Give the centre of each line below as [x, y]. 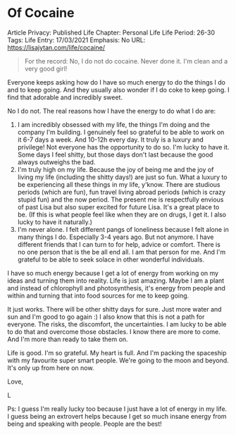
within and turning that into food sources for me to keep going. [98, 295]
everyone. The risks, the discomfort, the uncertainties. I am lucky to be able [117, 324]
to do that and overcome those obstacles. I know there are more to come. [114, 331]
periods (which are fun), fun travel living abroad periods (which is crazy [122, 192]
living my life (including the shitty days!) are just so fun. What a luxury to [122, 177]
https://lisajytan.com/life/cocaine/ [56, 47]
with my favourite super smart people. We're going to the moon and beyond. [118, 360]
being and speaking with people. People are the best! [85, 424]
